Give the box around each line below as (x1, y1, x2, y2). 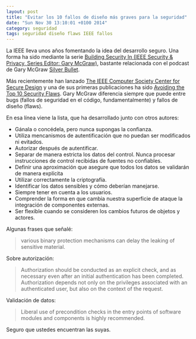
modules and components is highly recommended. (20, 315, 146, 322)
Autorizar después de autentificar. (14, 145, 99, 152)
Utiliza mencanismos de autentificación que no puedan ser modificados (14, 132, 191, 140)
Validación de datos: (6, 297, 56, 304)
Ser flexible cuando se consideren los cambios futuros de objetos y (14, 208, 180, 215)
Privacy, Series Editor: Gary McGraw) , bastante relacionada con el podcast (6, 60, 189, 67)
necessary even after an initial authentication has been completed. (20, 273, 184, 280)
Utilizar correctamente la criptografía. (14, 176, 107, 183)
